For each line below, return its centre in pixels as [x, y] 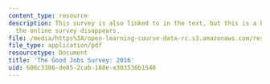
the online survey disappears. [68, 30]
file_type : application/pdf [55, 46]
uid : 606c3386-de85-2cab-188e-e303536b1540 [82, 68]
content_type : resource [48, 16]
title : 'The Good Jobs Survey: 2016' [72, 61]
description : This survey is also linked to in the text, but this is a [133, 23]
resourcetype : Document [48, 53]
